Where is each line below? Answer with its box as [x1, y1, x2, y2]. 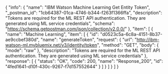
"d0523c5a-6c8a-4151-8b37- [100, 31, 162, 37]
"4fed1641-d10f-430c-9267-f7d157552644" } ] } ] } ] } [5, 63, 119, 69]
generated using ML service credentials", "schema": [5, 20, 115, 26]
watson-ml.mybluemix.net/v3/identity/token [5, 42, 98, 48]
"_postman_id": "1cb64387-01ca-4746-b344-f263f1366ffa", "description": [5, 10, 162, 16]
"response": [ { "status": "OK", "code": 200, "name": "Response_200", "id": [5, 58, 163, 64]
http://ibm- [136, 36, 160, 43]
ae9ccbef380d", [5, 36, 40, 43]
